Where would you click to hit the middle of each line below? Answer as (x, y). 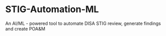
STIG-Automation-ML (52, 9)
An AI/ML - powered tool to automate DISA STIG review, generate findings (83, 23)
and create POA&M (25, 28)
